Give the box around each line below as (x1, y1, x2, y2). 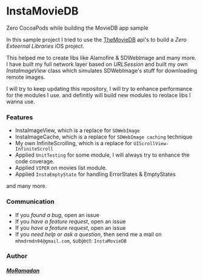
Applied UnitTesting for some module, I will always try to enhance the (15, 151, 190, 158)
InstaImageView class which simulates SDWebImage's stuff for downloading (6, 67, 198, 74)
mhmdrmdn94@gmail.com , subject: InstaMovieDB (15, 237, 127, 244)
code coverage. (15, 158, 55, 165)
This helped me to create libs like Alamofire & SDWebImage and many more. (6, 54, 197, 61)
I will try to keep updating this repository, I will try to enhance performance (6, 85, 193, 92)
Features (6, 113, 33, 122)
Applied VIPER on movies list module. (15, 164, 107, 172)
